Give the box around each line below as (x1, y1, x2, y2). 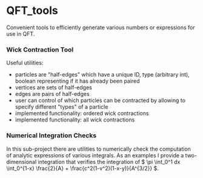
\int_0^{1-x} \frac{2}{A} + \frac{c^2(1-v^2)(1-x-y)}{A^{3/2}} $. (6, 165, 159, 172)
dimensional (6, 158, 37, 165)
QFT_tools (6, 4, 59, 18)
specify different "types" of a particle (15, 103, 108, 111)
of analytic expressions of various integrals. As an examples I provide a (6, 151, 184, 159)
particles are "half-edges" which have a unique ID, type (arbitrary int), (15, 71, 190, 78)
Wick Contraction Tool (6, 45, 74, 53)
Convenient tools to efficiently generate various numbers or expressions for (6, 24, 195, 31)
